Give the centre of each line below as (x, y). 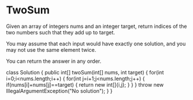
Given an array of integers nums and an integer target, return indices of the (96, 26)
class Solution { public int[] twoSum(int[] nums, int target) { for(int (85, 72)
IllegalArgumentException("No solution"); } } (59, 91)
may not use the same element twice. (51, 49)
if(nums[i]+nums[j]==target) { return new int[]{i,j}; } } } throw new (85, 84)
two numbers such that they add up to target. (61, 32)
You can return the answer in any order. (54, 61)
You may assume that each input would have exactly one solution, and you (96, 44)
